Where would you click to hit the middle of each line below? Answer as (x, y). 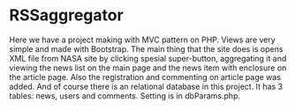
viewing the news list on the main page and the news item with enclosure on (148, 68)
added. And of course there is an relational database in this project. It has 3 (146, 86)
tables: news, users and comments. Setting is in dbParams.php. (125, 95)
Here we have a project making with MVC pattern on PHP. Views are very (142, 40)
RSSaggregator (66, 15)
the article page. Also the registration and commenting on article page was (145, 77)
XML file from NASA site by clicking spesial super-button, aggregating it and (148, 58)
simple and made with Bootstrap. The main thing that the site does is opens (146, 48)
